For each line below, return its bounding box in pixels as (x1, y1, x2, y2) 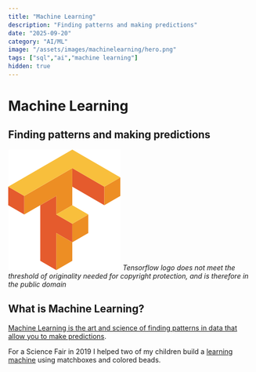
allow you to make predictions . (8, 331, 107, 341)
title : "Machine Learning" (8, 13, 96, 20)
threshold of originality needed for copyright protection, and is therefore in (8, 271, 249, 280)
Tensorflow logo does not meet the (122, 263, 236, 272)
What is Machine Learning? (8, 302, 145, 315)
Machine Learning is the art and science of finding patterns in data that (8, 323, 237, 333)
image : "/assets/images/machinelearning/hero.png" (8, 46, 177, 54)
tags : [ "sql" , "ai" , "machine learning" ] (8, 54, 139, 62)
